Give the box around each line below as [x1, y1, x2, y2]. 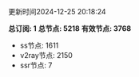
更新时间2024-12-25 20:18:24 [8, 7, 106, 16]
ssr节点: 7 [19, 60, 53, 70]
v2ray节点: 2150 [19, 51, 73, 60]
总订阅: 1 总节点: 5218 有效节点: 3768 [8, 24, 132, 33]
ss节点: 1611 [19, 40, 59, 50]
